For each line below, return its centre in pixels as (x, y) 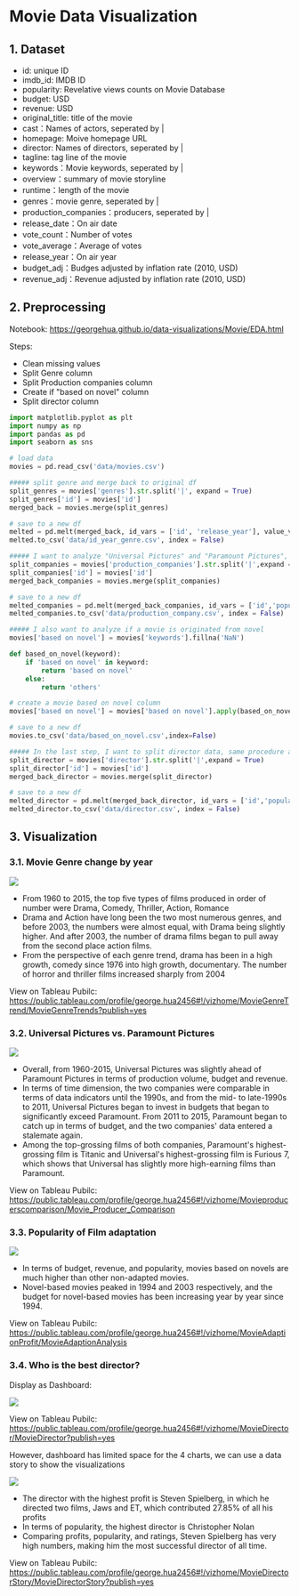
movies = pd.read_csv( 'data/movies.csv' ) (87, 467)
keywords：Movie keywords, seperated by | (103, 168)
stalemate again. (52, 1135)
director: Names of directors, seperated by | (103, 148)
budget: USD (46, 99)
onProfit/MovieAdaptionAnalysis (68, 1342)
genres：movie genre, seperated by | (90, 201)
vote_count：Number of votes (77, 234)
